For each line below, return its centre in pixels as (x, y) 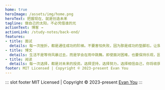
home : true (16, 9)
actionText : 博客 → (24, 28)
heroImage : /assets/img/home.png (39, 14)
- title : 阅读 (19, 59)
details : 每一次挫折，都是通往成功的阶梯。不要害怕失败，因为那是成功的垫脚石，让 (83, 46)
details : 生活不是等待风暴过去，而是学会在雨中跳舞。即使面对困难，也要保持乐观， (83, 55)
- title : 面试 (19, 41)
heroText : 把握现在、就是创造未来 (36, 18)
